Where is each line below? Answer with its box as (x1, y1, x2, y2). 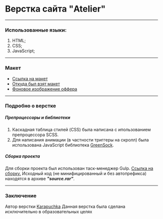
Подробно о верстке (5, 103, 56, 109)
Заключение (5, 192, 37, 199)
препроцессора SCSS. (12, 132, 59, 138)
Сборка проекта (5, 154, 40, 159)
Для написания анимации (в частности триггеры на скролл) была (12, 137, 149, 143)
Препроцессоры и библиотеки (5, 115, 70, 121)
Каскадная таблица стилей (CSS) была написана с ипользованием (12, 127, 151, 133)
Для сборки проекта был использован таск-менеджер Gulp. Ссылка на (5, 166, 154, 172)
